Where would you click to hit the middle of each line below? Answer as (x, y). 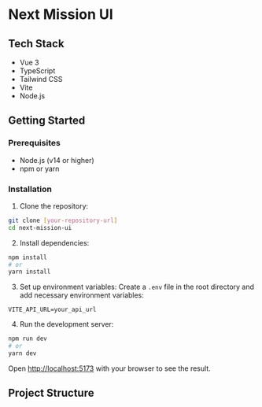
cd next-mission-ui (40, 228)
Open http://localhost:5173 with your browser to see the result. (109, 368)
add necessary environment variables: (81, 295)
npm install (28, 257)
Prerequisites (34, 143)
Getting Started (47, 121)
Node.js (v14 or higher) (57, 160)
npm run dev (28, 339)
